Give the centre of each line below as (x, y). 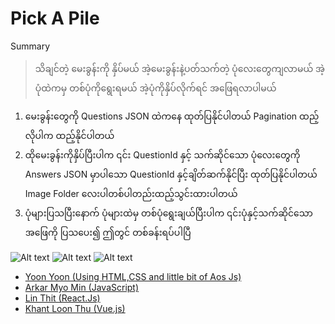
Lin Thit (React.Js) (62, 298)
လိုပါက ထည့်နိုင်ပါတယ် (69, 135)
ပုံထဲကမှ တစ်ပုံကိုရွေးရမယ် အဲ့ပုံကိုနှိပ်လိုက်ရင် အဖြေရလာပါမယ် (155, 88)
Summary (30, 46)
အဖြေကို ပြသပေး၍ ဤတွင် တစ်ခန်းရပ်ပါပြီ (108, 232)
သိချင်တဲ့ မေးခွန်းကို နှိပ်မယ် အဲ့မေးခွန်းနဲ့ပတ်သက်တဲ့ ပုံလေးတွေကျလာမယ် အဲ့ (180, 68)
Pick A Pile (55, 18)
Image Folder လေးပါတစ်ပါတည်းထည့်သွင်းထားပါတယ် (131, 193)
